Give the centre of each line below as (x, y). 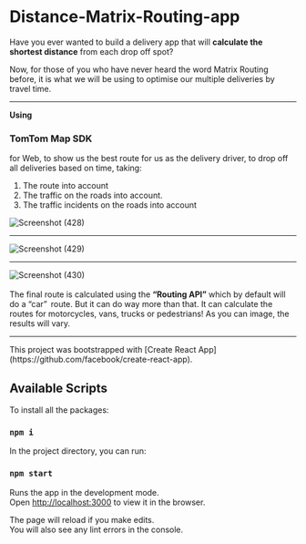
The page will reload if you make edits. (82, 519)
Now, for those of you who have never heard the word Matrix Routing (139, 69)
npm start (31, 474)
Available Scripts (58, 388)
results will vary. (40, 323)
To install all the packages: (59, 410)
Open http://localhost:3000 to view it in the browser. (107, 502)
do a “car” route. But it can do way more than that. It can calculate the (141, 304)
